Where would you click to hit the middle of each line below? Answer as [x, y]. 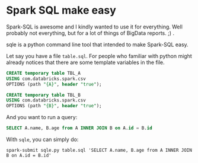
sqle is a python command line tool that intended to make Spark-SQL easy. [97, 44]
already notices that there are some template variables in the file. [85, 62]
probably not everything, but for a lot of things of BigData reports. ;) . [90, 33]
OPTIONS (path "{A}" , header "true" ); [54, 84]
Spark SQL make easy [61, 10]
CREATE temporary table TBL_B [44, 95]
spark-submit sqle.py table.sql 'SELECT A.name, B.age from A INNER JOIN [99, 151]
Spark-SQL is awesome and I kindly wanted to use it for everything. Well [94, 27]
